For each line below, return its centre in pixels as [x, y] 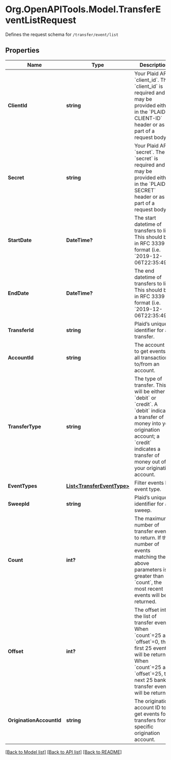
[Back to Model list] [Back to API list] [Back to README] [64, 752]
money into [148, 423]
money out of [150, 462]
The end [144, 271]
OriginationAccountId [35, 720]
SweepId [19, 504]
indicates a [147, 449]
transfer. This [150, 385]
